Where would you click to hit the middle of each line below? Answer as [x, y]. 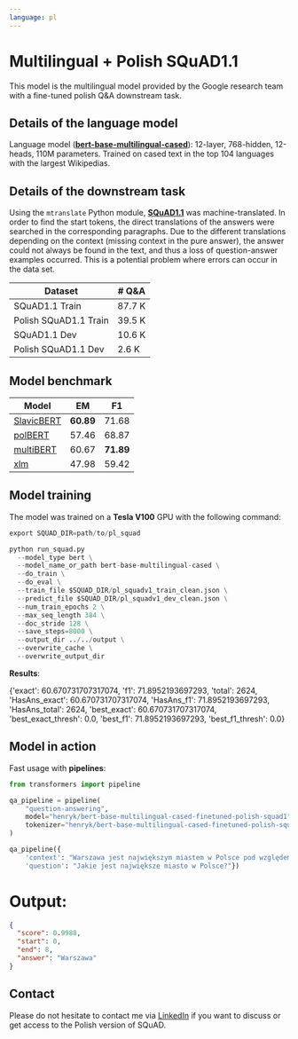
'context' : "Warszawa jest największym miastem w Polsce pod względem [158, 857]
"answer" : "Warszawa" [57, 958]
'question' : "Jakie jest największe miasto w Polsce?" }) [133, 866]
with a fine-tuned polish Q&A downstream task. [95, 95]
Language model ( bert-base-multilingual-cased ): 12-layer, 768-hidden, [141, 145]
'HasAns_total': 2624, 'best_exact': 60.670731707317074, [113, 709]
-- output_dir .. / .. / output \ [71, 640]
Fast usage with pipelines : [58, 767]
